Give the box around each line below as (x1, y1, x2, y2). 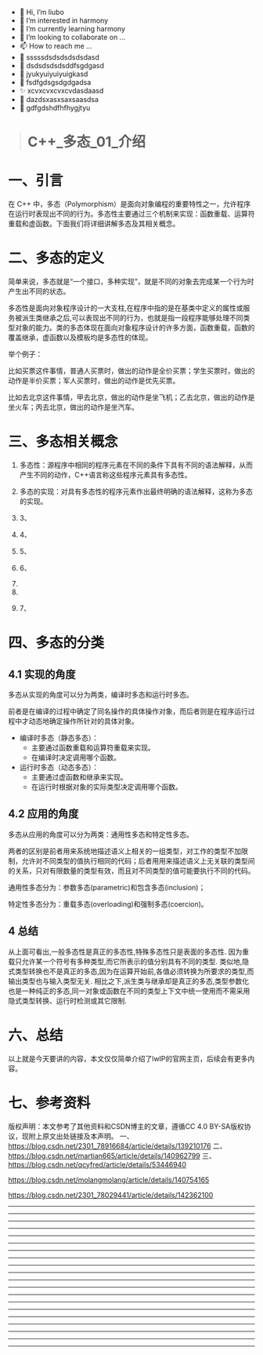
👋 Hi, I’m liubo (19, 8, 65, 16)
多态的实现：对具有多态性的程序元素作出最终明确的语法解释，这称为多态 (19, 487, 253, 496)
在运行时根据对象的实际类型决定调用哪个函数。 (31, 782, 182, 791)
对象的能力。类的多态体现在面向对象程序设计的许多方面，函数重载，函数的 (14, 323, 255, 333)
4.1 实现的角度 (8, 667, 76, 681)
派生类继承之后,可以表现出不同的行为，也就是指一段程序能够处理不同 (21, 313, 244, 323)
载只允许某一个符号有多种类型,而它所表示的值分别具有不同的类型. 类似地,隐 (8, 956, 250, 966)
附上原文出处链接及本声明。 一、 (28, 1131, 134, 1141)
